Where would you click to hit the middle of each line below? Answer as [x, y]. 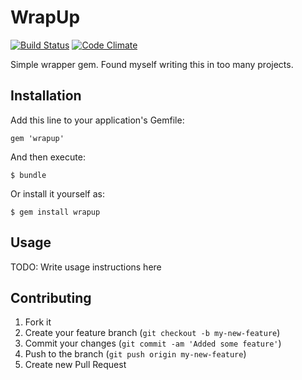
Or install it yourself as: [57, 193]
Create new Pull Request [75, 365]
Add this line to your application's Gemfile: [97, 120]
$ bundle [28, 175]
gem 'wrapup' [37, 138]
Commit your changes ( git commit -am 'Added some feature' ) [153, 343]
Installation [46, 96]
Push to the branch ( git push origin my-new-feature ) [135, 354]
